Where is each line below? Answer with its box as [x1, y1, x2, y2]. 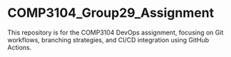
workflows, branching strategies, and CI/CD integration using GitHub [7, 35, 209, 44]
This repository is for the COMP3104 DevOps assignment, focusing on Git [7, 28, 224, 37]
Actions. [7, 43, 32, 51]
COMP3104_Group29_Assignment [7, 5, 215, 21]
